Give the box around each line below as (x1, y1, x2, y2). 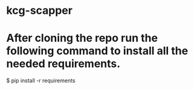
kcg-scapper (6, 4, 73, 18)
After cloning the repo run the (6, 31, 158, 45)
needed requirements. (6, 57, 121, 71)
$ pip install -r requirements (6, 77, 76, 85)
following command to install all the (6, 44, 189, 58)
